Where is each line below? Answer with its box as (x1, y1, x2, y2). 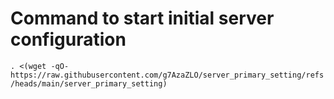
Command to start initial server (10, 7, 275, 30)
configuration (10, 28, 127, 51)
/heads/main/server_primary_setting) (10, 78, 168, 89)
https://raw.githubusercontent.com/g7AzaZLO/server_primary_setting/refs (10, 70, 325, 80)
